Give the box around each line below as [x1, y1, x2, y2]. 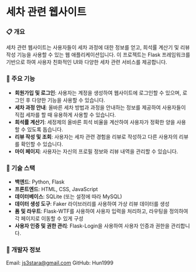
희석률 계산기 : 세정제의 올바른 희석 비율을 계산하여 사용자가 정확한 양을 [14, 118, 176, 125]
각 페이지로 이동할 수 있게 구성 [14, 215, 84, 222]
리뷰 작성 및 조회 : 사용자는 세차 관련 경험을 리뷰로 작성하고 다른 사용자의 [14, 133, 178, 140]
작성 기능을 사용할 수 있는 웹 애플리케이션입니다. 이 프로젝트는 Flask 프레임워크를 [6, 51, 191, 59]
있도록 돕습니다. [27, 125, 63, 132]
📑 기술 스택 [6, 164, 35, 172]
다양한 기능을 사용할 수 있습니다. [32, 96, 105, 103]
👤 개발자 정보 [6, 246, 41, 254]
